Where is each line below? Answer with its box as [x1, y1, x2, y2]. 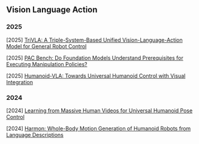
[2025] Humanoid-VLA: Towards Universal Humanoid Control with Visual [6, 72, 186, 79]
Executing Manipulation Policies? [6, 60, 88, 68]
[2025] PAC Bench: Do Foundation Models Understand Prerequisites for [6, 54, 184, 62]
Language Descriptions [6, 131, 64, 138]
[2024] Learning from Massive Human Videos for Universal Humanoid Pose [6, 107, 193, 114]
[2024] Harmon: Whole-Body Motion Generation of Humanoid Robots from [6, 125, 191, 132]
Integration [6, 78, 33, 85]
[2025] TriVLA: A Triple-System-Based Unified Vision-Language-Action [6, 36, 183, 44]
